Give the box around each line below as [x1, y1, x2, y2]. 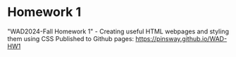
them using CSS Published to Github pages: [7, 34, 135, 42]
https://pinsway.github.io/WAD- [135, 34, 228, 42]
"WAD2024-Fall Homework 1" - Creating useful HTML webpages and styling [7, 27, 229, 35]
